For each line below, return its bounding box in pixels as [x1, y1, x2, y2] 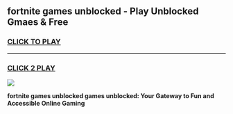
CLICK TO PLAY [7, 37, 61, 47]
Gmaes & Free [7, 17, 69, 28]
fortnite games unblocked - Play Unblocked [7, 6, 199, 17]
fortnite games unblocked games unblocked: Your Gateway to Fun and [7, 91, 214, 99]
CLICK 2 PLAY [7, 63, 55, 73]
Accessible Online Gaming [7, 99, 85, 107]
